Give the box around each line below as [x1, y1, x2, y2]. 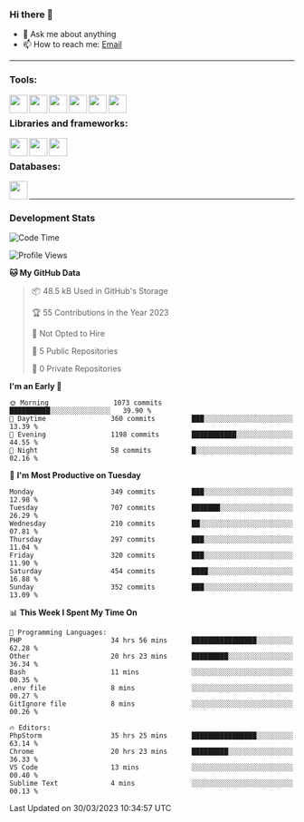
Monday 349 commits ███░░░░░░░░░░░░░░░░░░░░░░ [9, 487, 294, 497]
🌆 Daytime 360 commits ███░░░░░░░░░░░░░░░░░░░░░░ [9, 415, 294, 424]
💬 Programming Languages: [9, 628, 107, 638]
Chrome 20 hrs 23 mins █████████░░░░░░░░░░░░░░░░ [9, 748, 294, 757]
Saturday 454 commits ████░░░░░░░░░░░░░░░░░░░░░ [9, 567, 294, 576]
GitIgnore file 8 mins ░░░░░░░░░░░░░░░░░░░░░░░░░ [9, 700, 294, 709]
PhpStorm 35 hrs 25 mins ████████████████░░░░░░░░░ [9, 731, 294, 740]
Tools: [9, 73, 38, 86]
